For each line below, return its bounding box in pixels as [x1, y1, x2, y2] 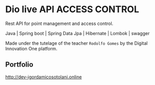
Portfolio [5, 60, 34, 69]
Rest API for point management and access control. [5, 20, 114, 26]
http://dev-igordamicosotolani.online [5, 74, 82, 80]
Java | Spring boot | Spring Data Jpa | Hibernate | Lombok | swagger [5, 30, 150, 36]
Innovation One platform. [5, 45, 58, 51]
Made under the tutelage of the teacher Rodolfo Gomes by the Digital [5, 40, 148, 46]
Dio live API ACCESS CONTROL [5, 4, 139, 15]
